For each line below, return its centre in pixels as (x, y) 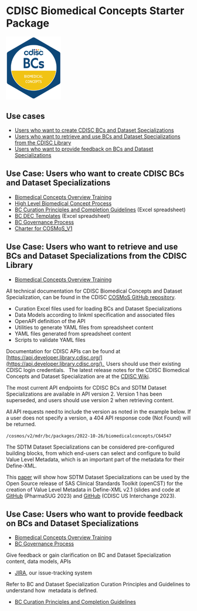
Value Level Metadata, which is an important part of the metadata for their (95, 459)
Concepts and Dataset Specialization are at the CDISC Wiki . (78, 376)
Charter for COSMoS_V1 (43, 228)
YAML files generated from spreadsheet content (73, 333)
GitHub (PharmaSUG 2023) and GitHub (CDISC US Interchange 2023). (91, 496)
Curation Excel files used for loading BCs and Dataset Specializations (98, 308)
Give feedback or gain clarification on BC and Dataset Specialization (89, 555)
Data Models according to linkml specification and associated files (95, 315)
